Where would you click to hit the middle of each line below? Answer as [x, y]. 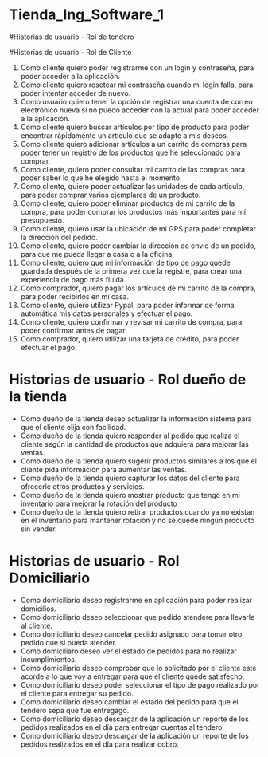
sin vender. [39, 529]
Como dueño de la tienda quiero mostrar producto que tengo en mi [130, 495]
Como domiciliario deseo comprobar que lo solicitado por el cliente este [138, 668]
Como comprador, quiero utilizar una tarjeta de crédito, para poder [130, 339]
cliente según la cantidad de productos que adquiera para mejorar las [134, 444]
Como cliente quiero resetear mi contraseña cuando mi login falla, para [137, 85]
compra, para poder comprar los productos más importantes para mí [133, 211]
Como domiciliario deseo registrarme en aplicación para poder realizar [136, 600]
